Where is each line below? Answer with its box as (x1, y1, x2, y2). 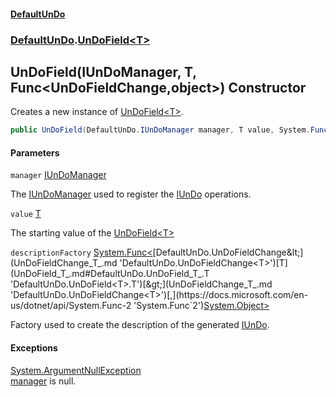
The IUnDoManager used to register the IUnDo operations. (10, 188, 252, 200)
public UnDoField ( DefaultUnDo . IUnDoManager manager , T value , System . (10, 125, 311, 135)
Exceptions (10, 342, 58, 354)
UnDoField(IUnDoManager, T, (10, 63, 197, 80)
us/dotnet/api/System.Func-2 (10, 300, 132, 312)
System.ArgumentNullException (10, 364, 142, 376)
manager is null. (10, 375, 77, 387)
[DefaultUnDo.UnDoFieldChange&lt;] (152, 246, 304, 259)
